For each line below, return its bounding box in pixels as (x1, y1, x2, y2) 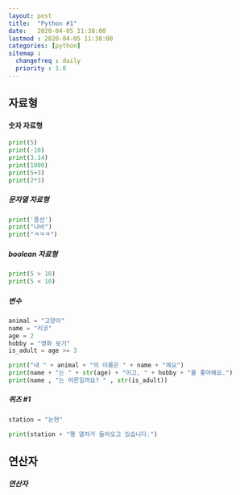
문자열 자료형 (8, 195, 50, 204)
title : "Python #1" (8, 19, 78, 27)
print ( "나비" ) (8, 223, 52, 231)
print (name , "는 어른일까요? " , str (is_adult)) (8, 376, 168, 384)
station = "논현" (8, 415, 63, 424)
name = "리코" (8, 324, 52, 332)
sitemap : (8, 49, 42, 57)
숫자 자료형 (8, 120, 43, 130)
